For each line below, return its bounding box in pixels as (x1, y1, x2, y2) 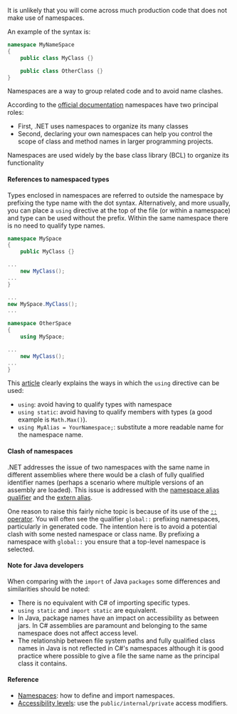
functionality (7, 158, 44, 167)
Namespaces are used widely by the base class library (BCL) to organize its (7, 151, 229, 160)
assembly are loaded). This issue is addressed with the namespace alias (7, 485, 220, 494)
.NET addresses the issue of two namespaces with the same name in (7, 463, 210, 471)
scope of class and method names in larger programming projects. (17, 137, 214, 146)
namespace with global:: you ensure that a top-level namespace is (7, 537, 206, 546)
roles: (7, 108, 24, 117)
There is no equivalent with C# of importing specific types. (17, 598, 191, 607)
